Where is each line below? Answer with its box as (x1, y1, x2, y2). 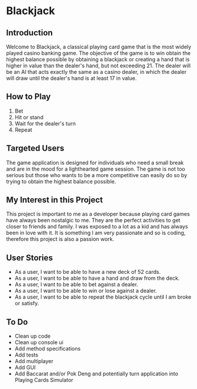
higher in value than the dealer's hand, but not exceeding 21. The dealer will (6, 62, 191, 69)
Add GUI (14, 364, 36, 371)
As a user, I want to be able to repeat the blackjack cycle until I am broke (14, 293, 192, 300)
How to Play (6, 91, 51, 102)
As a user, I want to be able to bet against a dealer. (14, 281, 138, 288)
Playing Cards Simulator (14, 377, 74, 384)
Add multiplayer (14, 358, 54, 365)
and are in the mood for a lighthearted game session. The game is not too (6, 165, 185, 172)
